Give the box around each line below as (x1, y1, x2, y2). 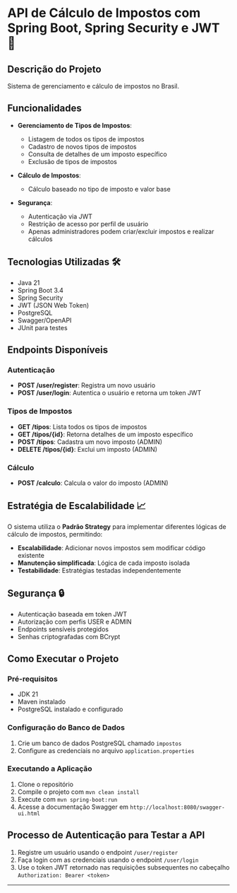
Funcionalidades (7, 103, 83, 115)
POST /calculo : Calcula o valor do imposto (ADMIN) (17, 479, 169, 487)
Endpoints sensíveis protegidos (17, 624, 109, 634)
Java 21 (17, 278, 40, 287)
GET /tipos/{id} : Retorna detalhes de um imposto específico (17, 430, 193, 438)
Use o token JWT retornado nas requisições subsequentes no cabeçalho (17, 863, 230, 871)
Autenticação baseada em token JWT (17, 609, 128, 618)
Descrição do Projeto (7, 63, 102, 75)
